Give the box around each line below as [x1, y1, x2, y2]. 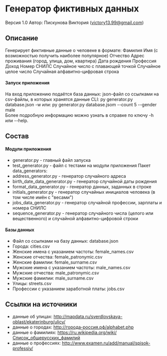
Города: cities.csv [12, 243, 50, 249]
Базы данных [5, 227, 35, 233]
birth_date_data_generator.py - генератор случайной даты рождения [12, 178, 157, 184]
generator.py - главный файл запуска [12, 157, 91, 163]
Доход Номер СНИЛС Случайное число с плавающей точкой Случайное [5, 63, 161, 69]
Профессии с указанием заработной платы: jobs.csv [12, 286, 125, 292]
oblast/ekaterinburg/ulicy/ [12, 319, 66, 325]
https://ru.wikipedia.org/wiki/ [57, 329, 117, 335]
